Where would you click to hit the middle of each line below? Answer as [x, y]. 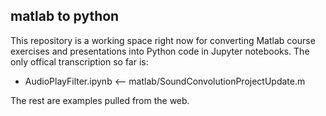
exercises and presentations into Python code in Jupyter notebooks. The [160, 51]
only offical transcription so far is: [79, 61]
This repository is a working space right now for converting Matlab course [163, 40]
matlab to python [65, 16]
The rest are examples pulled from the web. [100, 100]
